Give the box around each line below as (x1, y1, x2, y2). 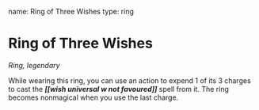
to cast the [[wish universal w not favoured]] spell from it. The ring (8, 84, 230, 93)
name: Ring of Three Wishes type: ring (8, 7, 135, 16)
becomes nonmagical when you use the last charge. (8, 93, 179, 102)
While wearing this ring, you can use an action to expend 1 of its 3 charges (8, 75, 251, 85)
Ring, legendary (8, 60, 61, 70)
